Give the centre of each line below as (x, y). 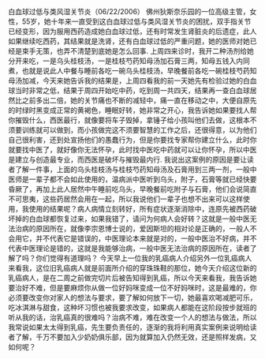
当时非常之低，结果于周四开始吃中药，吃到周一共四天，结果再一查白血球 (132, 90)
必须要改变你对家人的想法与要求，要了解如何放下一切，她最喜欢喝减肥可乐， (132, 297)
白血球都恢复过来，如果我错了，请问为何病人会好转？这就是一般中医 (139, 219)
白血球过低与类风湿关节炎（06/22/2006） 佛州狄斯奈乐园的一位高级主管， (129, 11)
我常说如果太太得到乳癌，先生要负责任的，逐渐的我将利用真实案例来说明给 (129, 327)
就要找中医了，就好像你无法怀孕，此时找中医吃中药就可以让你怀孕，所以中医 (132, 150)
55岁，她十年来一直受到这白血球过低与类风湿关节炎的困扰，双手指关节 (136, 21)
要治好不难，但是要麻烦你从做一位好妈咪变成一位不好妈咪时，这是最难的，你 (132, 288)
